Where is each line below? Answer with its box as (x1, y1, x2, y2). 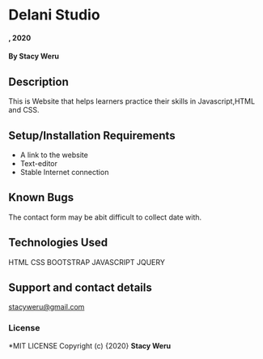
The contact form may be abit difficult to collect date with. (8, 212, 202, 222)
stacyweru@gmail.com (8, 302, 85, 312)
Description (8, 75, 69, 88)
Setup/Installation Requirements (8, 128, 176, 143)
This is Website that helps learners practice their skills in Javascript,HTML (8, 96, 256, 106)
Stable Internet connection (19, 168, 109, 177)
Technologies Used (8, 236, 108, 250)
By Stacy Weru (8, 51, 59, 62)
